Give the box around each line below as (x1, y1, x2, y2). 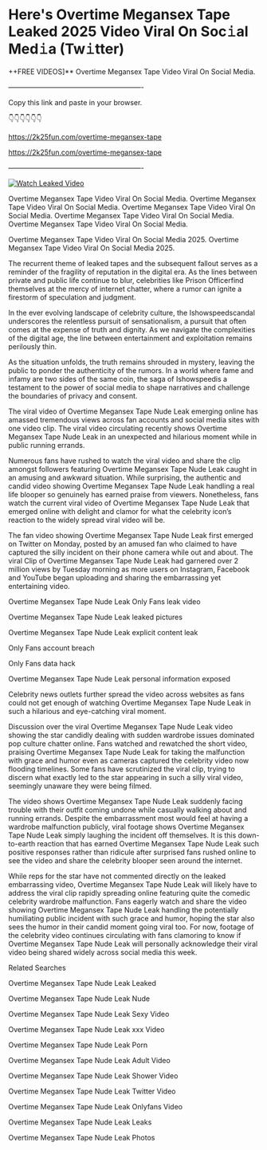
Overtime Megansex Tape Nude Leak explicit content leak (8, 627, 198, 637)
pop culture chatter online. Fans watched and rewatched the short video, (8, 739, 248, 748)
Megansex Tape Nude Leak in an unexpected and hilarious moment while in (8, 432, 257, 442)
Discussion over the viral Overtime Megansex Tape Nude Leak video (8, 721, 234, 731)
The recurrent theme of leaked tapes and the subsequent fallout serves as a (8, 258, 258, 268)
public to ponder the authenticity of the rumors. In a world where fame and (8, 365, 253, 375)
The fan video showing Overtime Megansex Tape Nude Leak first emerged (8, 530, 253, 540)
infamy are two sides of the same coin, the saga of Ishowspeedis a (8, 374, 228, 383)
